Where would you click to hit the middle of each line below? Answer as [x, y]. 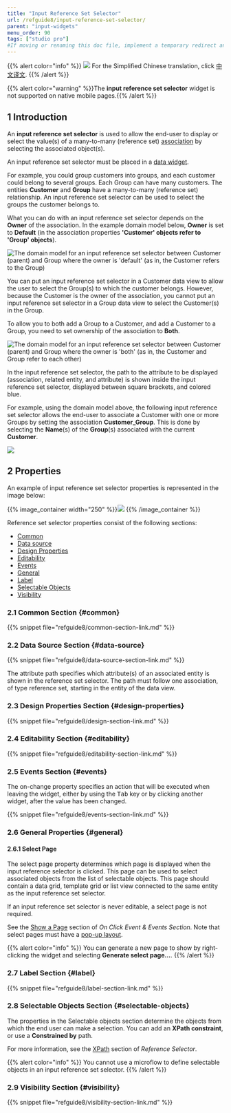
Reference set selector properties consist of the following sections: [102, 522]
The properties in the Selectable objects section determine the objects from [114, 1021]
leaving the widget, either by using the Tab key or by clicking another [105, 794]
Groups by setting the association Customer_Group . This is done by [104, 422]
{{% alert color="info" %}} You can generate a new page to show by [104, 948]
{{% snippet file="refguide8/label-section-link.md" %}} [85, 988]
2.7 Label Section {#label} [52, 973]
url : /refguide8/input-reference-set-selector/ [77, 20]
